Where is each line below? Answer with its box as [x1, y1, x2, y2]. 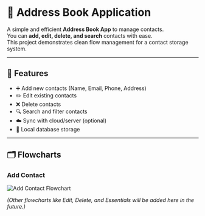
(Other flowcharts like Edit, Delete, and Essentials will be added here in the [7, 197, 194, 204]
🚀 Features [7, 68, 49, 78]
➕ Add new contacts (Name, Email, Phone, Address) [15, 85, 147, 92]
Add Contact [7, 171, 45, 179]
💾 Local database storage [15, 125, 80, 133]
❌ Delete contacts [15, 100, 61, 108]
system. [7, 45, 27, 52]
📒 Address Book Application [7, 5, 151, 19]
